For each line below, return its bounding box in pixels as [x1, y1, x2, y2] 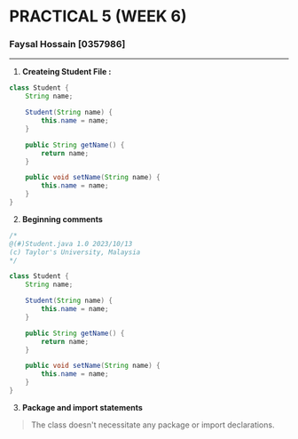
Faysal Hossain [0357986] [9, 38, 126, 51]
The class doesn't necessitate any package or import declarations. [30, 419, 275, 430]
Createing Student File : [21, 67, 112, 77]
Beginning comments [21, 213, 104, 224]
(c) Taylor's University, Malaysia [9, 247, 141, 257]
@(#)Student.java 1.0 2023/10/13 [9, 239, 133, 248]
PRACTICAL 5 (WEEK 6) [9, 6, 188, 27]
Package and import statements [21, 402, 144, 412]
